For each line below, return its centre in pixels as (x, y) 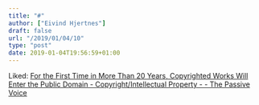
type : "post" (30, 46)
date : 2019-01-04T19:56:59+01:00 (64, 53)
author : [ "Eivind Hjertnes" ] (57, 23)
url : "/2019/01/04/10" (46, 38)
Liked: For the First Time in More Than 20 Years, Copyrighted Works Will (128, 76)
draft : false (30, 30)
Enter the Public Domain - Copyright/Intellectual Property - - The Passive (129, 84)
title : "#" (27, 16)
